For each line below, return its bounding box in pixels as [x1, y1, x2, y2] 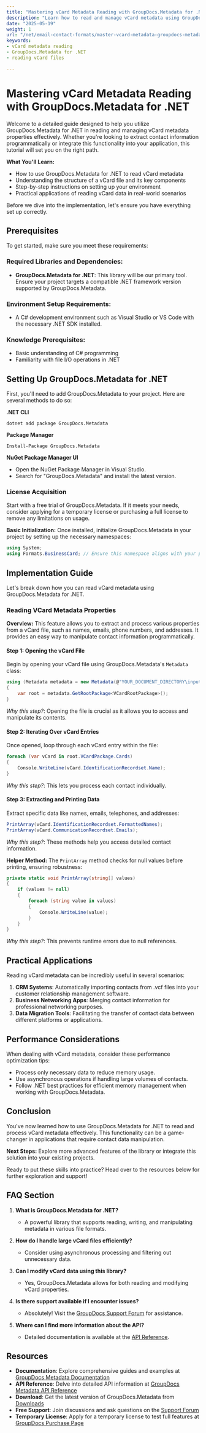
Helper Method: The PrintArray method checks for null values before [6, 857, 183, 864]
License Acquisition [6, 488, 67, 496]
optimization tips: [6, 1056, 50, 1064]
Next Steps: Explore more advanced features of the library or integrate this [6, 1147, 196, 1155]
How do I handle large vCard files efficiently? [15, 1236, 132, 1244]
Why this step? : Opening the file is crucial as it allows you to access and [6, 707, 188, 715]
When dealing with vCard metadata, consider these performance [6, 1050, 170, 1058]
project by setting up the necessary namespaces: [6, 533, 132, 541]
